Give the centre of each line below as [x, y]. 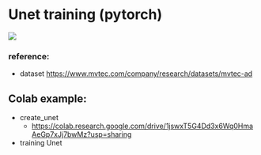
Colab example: [47, 98]
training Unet [41, 143]
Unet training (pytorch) [85, 15]
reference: [29, 56]
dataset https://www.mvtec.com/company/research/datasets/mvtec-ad [136, 74]
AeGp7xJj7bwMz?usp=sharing [81, 134]
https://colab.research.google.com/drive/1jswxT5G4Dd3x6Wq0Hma [142, 126]
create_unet [39, 118]
